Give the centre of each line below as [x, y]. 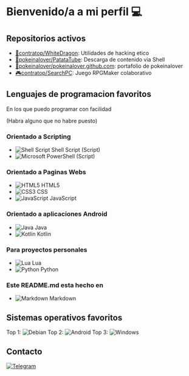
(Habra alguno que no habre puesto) [52, 121]
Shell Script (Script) [76, 150]
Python [50, 269]
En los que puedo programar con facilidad [59, 109]
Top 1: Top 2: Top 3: [57, 332]
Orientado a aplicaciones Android [57, 214]
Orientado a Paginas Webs [46, 172]
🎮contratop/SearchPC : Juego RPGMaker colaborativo [83, 73]
